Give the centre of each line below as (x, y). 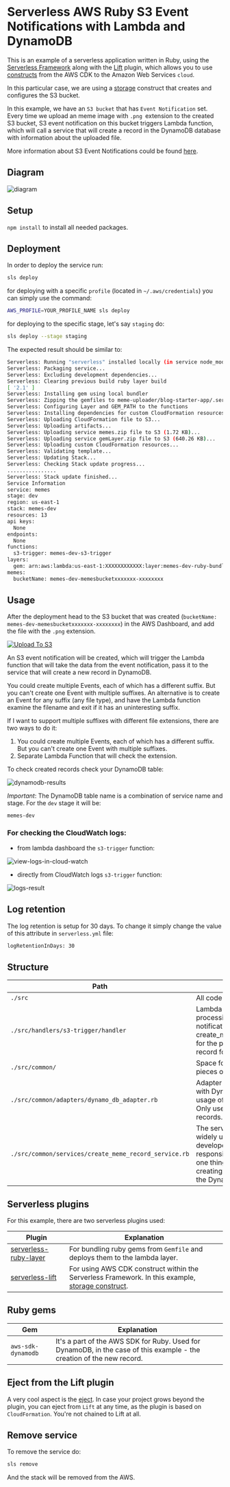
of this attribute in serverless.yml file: (61, 933)
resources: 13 (27, 515)
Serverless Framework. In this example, (132, 1278)
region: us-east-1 (33, 502)
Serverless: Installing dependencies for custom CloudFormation (101, 413)
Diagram (26, 173)
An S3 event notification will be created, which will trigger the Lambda (106, 658)
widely (207, 1137)
